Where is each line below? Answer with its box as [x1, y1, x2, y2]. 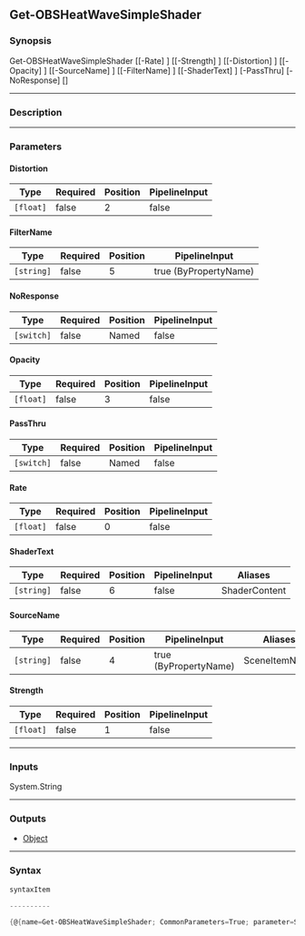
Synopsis [9, 35, 52, 47]
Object [22, 833, 48, 844]
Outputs [9, 812, 47, 825]
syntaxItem [9, 885, 51, 894]
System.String [9, 781, 63, 792]
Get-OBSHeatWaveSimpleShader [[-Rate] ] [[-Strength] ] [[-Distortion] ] [9, 55, 278, 66]
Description [9, 106, 63, 118]
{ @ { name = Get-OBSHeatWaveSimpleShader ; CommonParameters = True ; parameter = [9, 918, 295, 927]
